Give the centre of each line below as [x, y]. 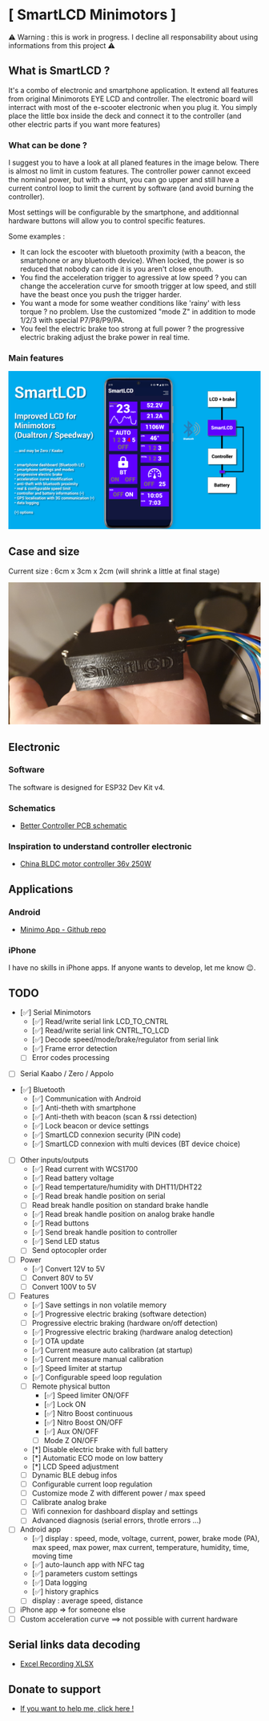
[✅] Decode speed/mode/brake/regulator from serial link [125, 1040]
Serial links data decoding [74, 1645]
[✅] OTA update [58, 1341]
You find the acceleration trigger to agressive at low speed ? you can [133, 278]
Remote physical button [71, 1386]
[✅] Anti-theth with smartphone [84, 1108]
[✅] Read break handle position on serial [98, 1196]
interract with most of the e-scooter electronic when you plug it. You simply [133, 107]
